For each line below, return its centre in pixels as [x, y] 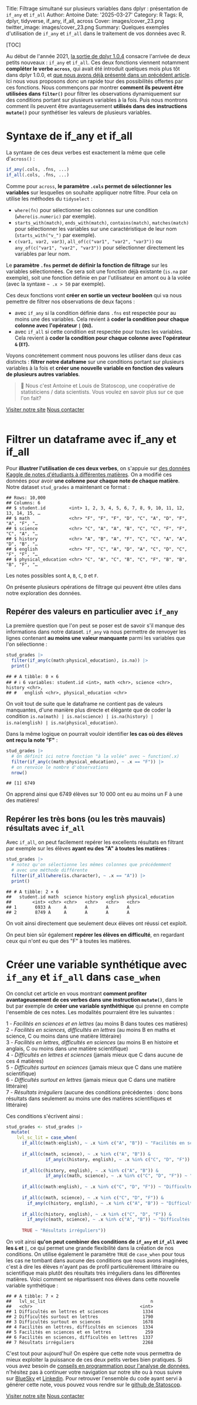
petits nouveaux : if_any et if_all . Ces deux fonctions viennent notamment [98, 62]
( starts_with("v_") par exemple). [55, 235]
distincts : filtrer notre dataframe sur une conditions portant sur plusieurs [95, 361]
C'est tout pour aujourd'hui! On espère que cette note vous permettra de [94, 1353]
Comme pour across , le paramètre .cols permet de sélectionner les [89, 186]
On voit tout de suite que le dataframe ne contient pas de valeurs [84, 704]
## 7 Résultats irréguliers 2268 [80, 1343]
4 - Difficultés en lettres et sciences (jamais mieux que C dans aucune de [95, 1055]
